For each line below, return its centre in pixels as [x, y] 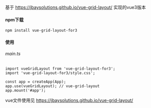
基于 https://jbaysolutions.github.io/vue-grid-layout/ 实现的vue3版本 [76, 7]
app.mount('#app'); [26, 91]
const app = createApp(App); [36, 82]
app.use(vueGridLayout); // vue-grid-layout [52, 86]
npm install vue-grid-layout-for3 [41, 31]
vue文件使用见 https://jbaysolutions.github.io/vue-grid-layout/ [69, 100]
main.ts [13, 54]
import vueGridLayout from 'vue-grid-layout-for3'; [60, 69]
